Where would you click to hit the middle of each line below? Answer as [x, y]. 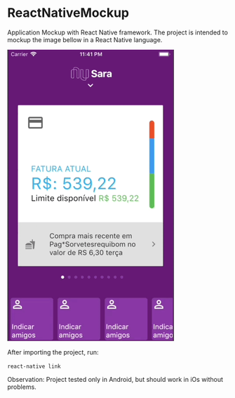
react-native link [34, 366]
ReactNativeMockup [68, 13]
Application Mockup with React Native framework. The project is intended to [117, 32]
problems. [22, 387]
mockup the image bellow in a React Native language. [85, 39]
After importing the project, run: [53, 352]
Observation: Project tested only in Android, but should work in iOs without [115, 379]
